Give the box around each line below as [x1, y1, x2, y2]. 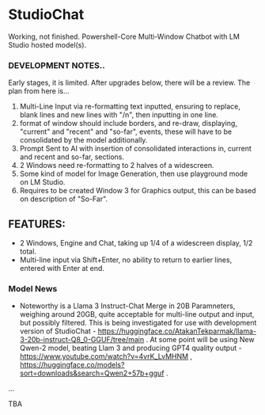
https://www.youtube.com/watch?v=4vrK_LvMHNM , [19, 352, 192, 361]
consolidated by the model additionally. [19, 135, 148, 145]
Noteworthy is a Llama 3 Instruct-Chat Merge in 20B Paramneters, [19, 301, 236, 310]
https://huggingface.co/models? [19, 360, 125, 370]
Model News [8, 283, 58, 294]
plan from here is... [8, 86, 70, 96]
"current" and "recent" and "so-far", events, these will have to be [19, 127, 232, 136]
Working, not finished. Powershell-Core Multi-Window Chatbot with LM [8, 32, 240, 41]
